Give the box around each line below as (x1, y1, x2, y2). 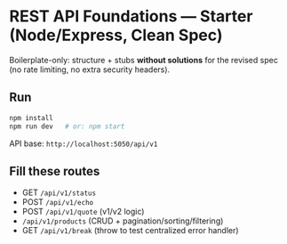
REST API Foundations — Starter (9, 6, 253, 27)
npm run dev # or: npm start (9, 122, 125, 131)
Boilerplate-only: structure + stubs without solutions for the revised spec (9, 54, 278, 65)
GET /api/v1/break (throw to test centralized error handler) (21, 225, 239, 236)
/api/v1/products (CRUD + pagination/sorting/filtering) (21, 216, 224, 226)
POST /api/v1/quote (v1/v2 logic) (21, 207, 145, 217)
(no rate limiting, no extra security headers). (9, 64, 171, 75)
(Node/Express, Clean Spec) (9, 25, 223, 45)
